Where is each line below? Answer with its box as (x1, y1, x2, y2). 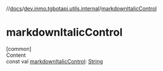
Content (6, 51, 26, 59)
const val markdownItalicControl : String (6, 57, 103, 64)
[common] (6, 45, 32, 52)
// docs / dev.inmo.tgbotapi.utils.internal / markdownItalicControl (6, 5, 157, 12)
